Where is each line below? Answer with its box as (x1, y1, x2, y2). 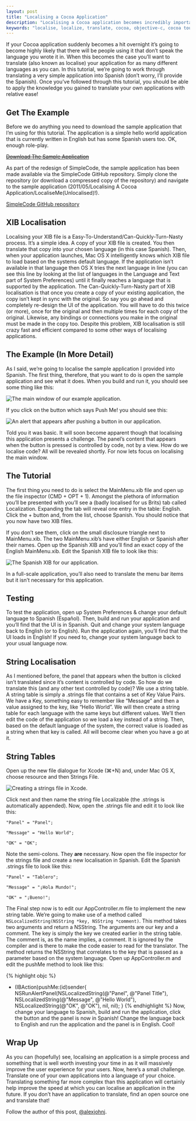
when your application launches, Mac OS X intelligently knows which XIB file (6, 252, 190, 259)
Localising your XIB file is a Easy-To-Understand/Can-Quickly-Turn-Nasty (6, 233, 183, 240)
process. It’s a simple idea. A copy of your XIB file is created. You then (6, 239, 175, 246)
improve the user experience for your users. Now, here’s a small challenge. (6, 1065, 185, 1072)
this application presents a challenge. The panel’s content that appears (6, 435, 177, 442)
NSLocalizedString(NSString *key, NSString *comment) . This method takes (6, 917, 187, 924)
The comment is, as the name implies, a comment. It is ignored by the (6, 936, 173, 943)
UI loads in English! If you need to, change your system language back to (6, 634, 182, 641)
